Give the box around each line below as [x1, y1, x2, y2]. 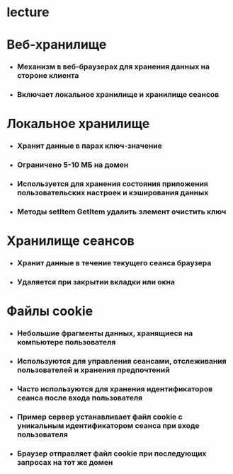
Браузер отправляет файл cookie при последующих [16, 449, 207, 458]
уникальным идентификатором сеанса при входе [16, 421, 200, 430]
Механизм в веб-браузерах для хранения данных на [16, 62, 210, 71]
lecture [6, 4, 50, 21]
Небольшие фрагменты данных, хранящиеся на [16, 328, 193, 338]
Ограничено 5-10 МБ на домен [16, 160, 129, 170]
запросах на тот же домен [16, 457, 113, 467]
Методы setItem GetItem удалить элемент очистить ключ [16, 207, 227, 216]
